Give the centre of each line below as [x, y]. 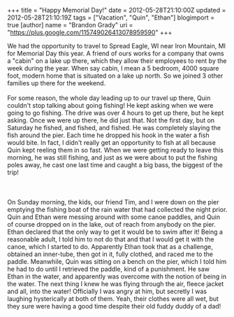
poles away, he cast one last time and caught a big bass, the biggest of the [115, 165]
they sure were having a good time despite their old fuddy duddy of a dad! [114, 306]
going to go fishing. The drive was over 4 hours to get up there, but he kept [116, 113]
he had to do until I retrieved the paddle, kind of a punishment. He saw [108, 269]
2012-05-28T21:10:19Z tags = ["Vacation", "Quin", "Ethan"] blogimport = [111, 17]
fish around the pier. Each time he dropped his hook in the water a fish [108, 135]
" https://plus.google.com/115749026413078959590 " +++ [90, 32]
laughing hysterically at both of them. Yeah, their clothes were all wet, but [113, 299]
